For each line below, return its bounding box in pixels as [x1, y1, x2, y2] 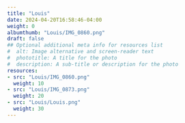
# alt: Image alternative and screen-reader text [7, 49, 154, 55]
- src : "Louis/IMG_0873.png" [7, 86, 90, 93]
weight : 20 [13, 93, 44, 100]
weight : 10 [13, 80, 44, 87]
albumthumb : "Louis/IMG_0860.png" [7, 29, 106, 36]
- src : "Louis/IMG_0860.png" [7, 73, 90, 81]
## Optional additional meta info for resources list [7, 42, 164, 49]
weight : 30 [13, 105, 44, 112]
